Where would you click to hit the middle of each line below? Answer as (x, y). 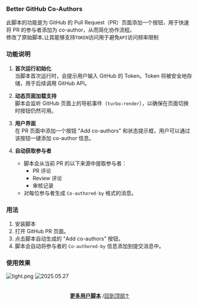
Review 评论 (47, 178)
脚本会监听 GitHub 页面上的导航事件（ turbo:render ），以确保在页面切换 (102, 103)
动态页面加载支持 (36, 96)
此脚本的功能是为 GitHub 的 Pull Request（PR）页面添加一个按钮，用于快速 (98, 23)
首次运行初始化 (33, 68)
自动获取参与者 (33, 151)
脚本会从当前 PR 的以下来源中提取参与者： (75, 163)
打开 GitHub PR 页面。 (42, 231)
